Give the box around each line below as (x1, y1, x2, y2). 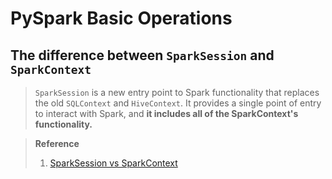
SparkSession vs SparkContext (49, 157, 178, 169)
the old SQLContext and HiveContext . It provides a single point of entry (34, 97, 322, 109)
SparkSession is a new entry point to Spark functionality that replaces (34, 87, 320, 98)
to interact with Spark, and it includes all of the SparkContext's (34, 108, 299, 119)
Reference (34, 138, 80, 149)
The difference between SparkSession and (10, 47, 275, 64)
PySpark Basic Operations (10, 7, 233, 30)
